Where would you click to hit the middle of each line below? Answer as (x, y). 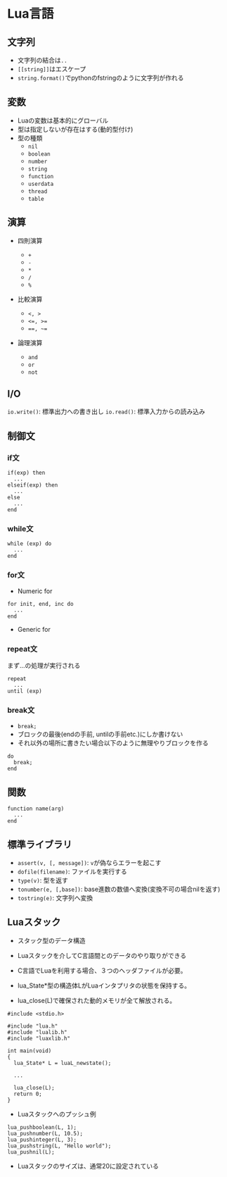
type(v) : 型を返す (43, 880)
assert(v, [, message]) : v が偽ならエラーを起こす (89, 862)
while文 (20, 529)
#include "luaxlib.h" (39, 1038)
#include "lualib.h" (38, 1032)
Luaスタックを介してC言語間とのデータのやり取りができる (102, 955)
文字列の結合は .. (43, 60)
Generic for (34, 629)
